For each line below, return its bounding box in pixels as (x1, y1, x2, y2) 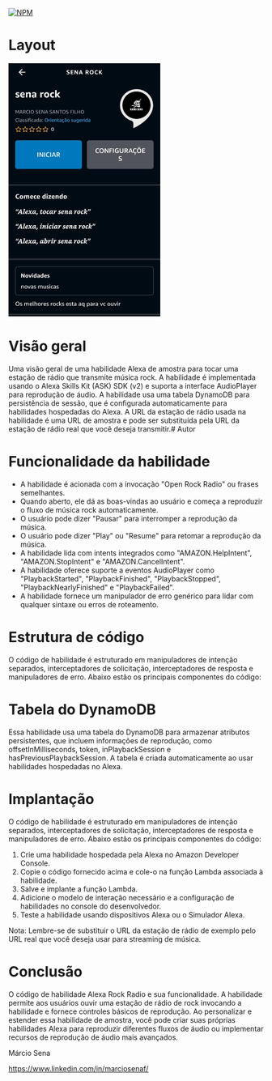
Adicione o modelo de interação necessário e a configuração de (19, 892, 235, 902)
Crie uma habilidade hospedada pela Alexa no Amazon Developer (19, 849, 240, 859)
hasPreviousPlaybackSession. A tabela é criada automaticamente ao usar (8, 753, 253, 763)
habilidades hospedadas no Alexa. (8, 761, 123, 771)
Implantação (8, 789, 95, 808)
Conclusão (8, 962, 83, 981)
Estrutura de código (8, 628, 145, 646)
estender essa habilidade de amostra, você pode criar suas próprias (8, 1015, 236, 1024)
